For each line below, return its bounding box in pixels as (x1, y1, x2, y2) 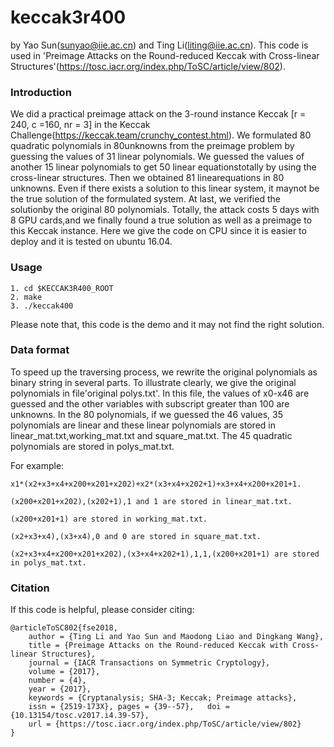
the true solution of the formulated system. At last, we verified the (10, 193, 281, 205)
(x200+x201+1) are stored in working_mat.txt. (10, 514, 208, 524)
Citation (10, 581, 50, 595)
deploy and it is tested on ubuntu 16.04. (10, 236, 173, 248)
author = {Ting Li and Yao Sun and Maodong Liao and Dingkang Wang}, (28, 632, 325, 642)
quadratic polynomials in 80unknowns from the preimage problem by (10, 140, 295, 152)
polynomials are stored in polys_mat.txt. (10, 440, 175, 452)
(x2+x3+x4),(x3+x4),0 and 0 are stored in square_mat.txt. (10, 531, 262, 541)
